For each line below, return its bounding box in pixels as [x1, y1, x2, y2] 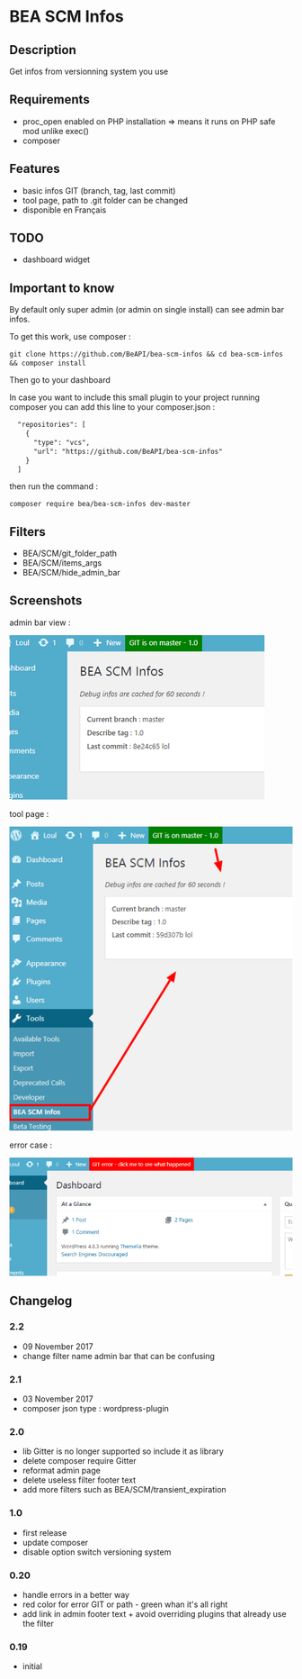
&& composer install [9, 358, 87, 368]
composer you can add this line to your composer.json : [9, 402, 216, 413]
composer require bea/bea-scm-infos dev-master [9, 500, 191, 509]
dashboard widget [22, 254, 91, 265]
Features [9, 161, 60, 177]
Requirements [9, 92, 90, 107]
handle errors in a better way [22, 1589, 130, 1600]
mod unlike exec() [22, 125, 90, 136]
